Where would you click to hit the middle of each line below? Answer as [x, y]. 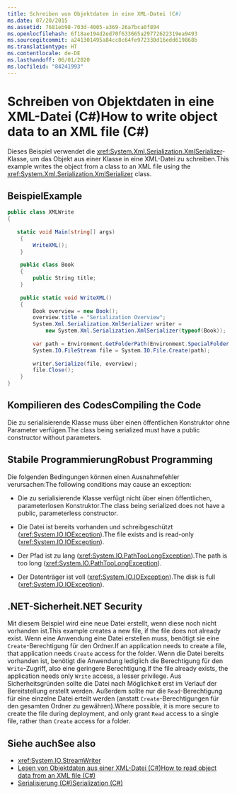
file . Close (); [53, 370]
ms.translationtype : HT [42, 47]
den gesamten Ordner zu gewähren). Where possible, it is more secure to [114, 706]
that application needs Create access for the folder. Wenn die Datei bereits [116, 654]
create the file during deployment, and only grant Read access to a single [113, 714]
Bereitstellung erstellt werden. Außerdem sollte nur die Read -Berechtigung [115, 691]
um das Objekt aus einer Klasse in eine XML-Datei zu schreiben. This [129, 159]
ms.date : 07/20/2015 [38, 21]
